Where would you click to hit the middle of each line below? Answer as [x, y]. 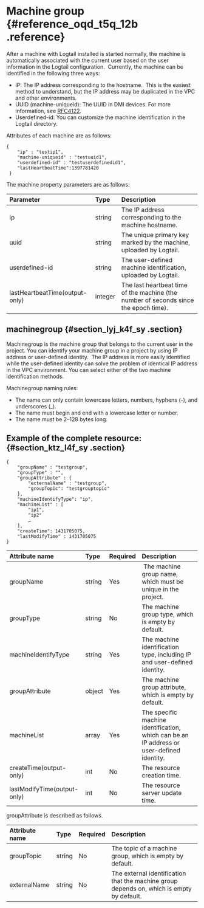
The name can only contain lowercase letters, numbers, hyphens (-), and [106, 400]
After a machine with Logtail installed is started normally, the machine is [96, 53]
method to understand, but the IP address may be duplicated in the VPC [105, 91]
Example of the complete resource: [74, 439]
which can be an [165, 735]
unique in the [160, 589]
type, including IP [166, 655]
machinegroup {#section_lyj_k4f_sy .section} [95, 329]
